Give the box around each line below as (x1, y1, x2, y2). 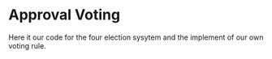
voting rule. (8, 40, 46, 50)
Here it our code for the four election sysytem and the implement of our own (8, 32, 264, 42)
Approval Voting (8, 6, 120, 24)
